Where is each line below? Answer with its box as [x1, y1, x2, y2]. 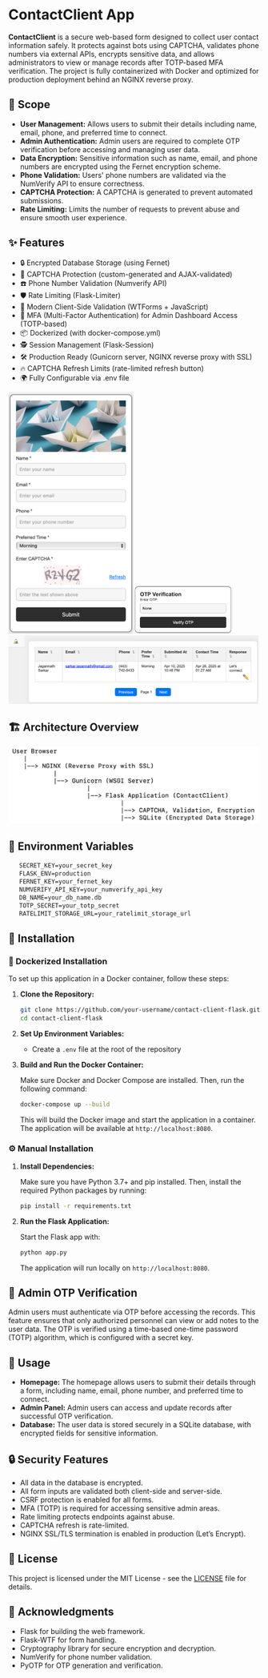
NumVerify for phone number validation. [19, 1652, 153, 1661]
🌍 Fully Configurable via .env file [19, 372, 130, 382]
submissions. [19, 195, 64, 205]
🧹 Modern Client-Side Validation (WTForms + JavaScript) [19, 302, 209, 312]
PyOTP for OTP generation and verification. [19, 1660, 163, 1670]
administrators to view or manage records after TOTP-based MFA [8, 58, 224, 67]
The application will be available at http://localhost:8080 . [19, 1123, 214, 1133]
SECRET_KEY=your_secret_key [18, 862, 113, 870]
